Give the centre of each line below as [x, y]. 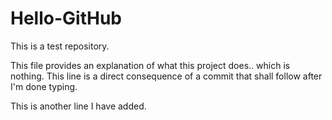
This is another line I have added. [78, 106]
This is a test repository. [60, 46]
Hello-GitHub [66, 18]
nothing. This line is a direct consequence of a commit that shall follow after [166, 76]
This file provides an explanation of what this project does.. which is [150, 65]
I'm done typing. [44, 86]
